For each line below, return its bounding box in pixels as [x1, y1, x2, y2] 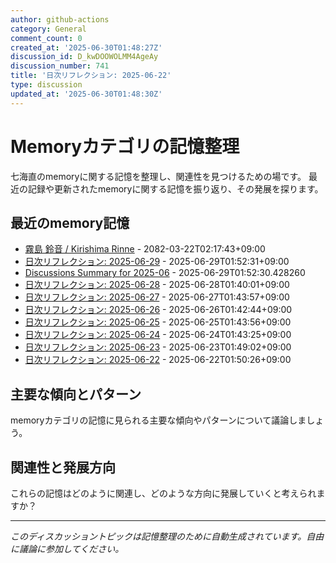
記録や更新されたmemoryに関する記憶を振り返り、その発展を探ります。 [27, 182, 324, 195]
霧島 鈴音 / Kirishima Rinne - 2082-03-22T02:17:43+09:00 [24, 243, 266, 255]
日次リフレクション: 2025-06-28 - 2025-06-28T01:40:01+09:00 [24, 279, 290, 291]
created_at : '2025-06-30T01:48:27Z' [10, 42, 163, 53]
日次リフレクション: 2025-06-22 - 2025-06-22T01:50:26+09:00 [24, 354, 292, 366]
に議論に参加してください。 [10, 543, 125, 555]
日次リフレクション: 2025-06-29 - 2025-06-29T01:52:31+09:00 [24, 256, 290, 268]
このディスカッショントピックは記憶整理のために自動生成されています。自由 [10, 531, 325, 542]
